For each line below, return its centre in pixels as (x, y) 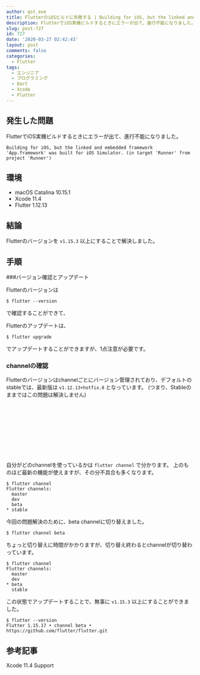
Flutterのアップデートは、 (38, 326)
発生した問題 (30, 121)
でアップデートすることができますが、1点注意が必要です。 (77, 349)
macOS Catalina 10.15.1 (43, 192)
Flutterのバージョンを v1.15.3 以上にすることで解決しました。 (82, 241)
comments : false (26, 51)
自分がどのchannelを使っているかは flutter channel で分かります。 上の (95, 465)
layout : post (22, 45)
